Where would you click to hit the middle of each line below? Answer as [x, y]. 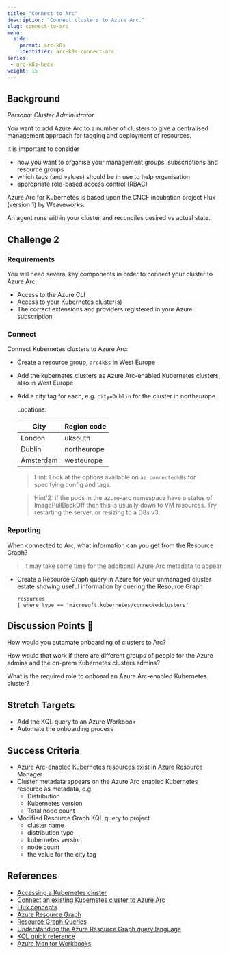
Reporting [24, 530]
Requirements [31, 259]
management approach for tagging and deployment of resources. [99, 136]
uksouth [78, 438]
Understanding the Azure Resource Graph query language [99, 929]
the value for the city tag [62, 855]
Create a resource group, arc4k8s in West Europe [86, 362]
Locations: [32, 409]
